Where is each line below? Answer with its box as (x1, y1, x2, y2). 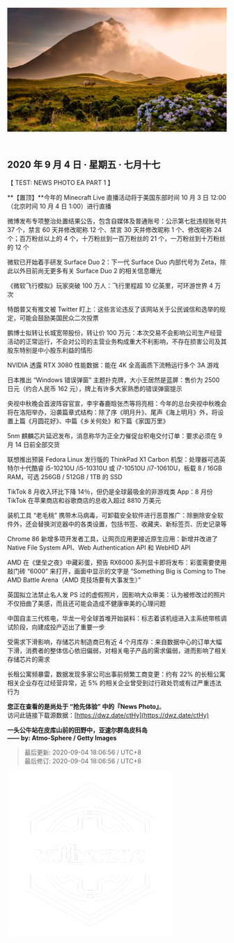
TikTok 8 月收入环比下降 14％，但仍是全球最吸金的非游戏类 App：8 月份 (7, 487, 213, 496)
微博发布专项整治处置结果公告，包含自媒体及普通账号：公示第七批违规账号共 (7, 217, 227, 225)
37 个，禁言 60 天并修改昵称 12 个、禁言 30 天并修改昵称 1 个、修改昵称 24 (7, 225, 222, 234)
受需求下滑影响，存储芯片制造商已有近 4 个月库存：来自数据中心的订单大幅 (7, 637, 222, 646)
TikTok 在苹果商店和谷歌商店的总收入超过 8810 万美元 (7, 496, 162, 504)
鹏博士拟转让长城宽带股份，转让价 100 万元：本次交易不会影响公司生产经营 (7, 328, 223, 337)
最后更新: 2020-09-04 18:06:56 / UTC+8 (24, 748, 141, 756)
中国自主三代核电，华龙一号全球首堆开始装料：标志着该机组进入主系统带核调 (7, 614, 227, 622)
